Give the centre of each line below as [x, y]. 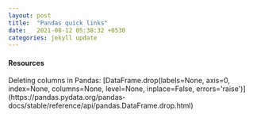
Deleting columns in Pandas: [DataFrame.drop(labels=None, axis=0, [119, 81]
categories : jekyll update [53, 38]
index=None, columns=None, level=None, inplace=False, [102, 89]
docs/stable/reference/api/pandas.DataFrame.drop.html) [101, 106]
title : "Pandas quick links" [58, 23]
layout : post [30, 15]
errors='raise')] [221, 89]
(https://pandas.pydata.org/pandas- [67, 97]
